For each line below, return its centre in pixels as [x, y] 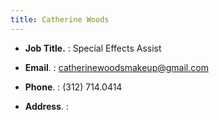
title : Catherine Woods [60, 19]
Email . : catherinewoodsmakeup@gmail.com [116, 67]
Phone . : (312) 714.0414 [73, 87]
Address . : [46, 106]
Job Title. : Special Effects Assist [93, 48]
